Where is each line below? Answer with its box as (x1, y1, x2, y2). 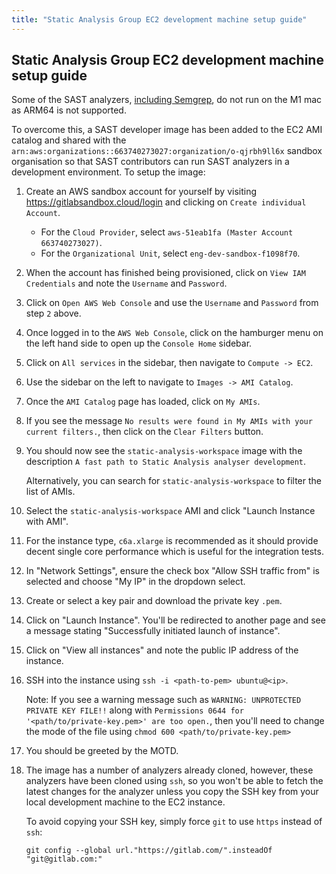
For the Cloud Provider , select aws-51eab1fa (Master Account (40, 226, 294, 238)
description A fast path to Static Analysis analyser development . (25, 456, 307, 468)
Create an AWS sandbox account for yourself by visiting (25, 186, 258, 198)
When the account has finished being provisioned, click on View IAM (25, 267, 306, 279)
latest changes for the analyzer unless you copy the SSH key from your (25, 786, 319, 798)
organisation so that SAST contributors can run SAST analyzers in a (11, 156, 290, 168)
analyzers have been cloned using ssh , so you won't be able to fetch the (25, 775, 324, 787)
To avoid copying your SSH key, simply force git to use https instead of (25, 816, 323, 828)
